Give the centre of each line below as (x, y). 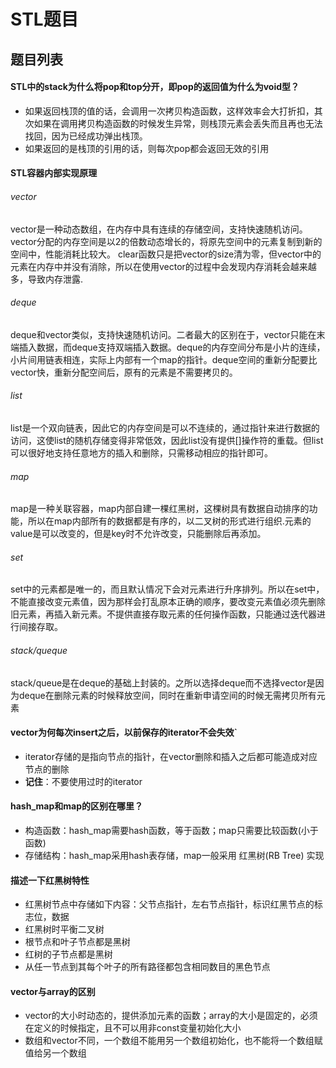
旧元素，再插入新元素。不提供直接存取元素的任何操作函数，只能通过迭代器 (163, 614)
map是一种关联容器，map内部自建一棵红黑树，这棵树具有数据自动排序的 (160, 509)
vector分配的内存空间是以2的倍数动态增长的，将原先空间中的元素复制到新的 (166, 241)
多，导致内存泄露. (47, 279)
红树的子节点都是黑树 (68, 954)
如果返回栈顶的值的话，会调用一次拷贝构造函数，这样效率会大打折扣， (169, 111)
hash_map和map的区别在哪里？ (76, 806)
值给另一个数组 (55, 1053)
